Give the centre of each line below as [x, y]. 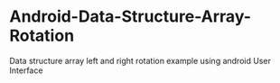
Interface [26, 70]
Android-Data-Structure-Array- [130, 17]
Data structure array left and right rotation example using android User [140, 60]
